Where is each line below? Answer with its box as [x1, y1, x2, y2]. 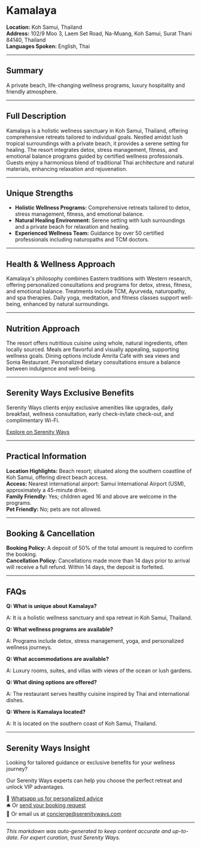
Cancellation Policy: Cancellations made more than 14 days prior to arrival [6, 557, 190, 564]
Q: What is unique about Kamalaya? [6, 603, 97, 610]
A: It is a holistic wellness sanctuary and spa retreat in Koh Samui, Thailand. [6, 614, 193, 621]
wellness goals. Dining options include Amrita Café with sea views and [6, 352, 180, 359]
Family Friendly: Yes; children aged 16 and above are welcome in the [6, 493, 177, 500]
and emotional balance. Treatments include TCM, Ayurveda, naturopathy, [6, 288, 187, 295]
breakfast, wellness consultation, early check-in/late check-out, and [6, 410, 174, 417]
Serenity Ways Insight [6, 743, 90, 753]
